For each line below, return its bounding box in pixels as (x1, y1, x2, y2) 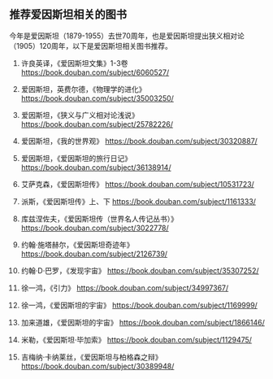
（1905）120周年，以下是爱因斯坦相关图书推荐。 (9, 41, 173, 50)
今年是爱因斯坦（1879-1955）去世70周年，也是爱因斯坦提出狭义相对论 (9, 31, 245, 41)
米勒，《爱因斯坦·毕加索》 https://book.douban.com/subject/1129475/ (20, 334, 253, 344)
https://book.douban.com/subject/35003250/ (20, 93, 174, 103)
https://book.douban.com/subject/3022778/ (20, 223, 169, 233)
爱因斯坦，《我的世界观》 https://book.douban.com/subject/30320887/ (20, 136, 258, 146)
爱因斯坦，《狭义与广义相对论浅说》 (20, 110, 139, 120)
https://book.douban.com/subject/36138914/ (20, 162, 171, 172)
